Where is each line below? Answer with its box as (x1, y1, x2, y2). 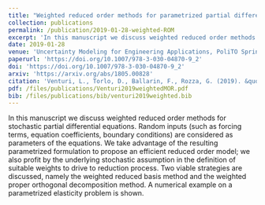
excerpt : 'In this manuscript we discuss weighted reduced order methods (8, 33, 256, 42)
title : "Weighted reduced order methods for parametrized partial (8, 11, 231, 20)
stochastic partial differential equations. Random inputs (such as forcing (8, 122, 242, 131)
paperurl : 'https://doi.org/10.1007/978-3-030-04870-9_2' (8, 56, 203, 64)
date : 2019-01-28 (8, 41, 65, 49)
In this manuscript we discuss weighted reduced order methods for (8, 113, 226, 123)
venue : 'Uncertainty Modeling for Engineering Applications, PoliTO (8, 48, 238, 56)
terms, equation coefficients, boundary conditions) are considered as (8, 130, 233, 140)
